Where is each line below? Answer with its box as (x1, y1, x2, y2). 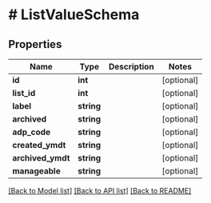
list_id (12, 88, 36, 98)
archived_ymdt (12, 153, 70, 163)
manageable (12, 165, 62, 177)
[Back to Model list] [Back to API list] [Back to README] (8, 186, 192, 195)
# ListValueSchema (8, 6, 140, 24)
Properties (8, 38, 62, 51)
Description (108, 62, 154, 72)
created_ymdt (12, 140, 66, 150)
